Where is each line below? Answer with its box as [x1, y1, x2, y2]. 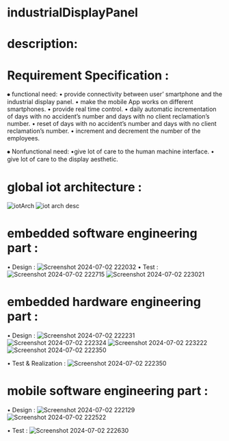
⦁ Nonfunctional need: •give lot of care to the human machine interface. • [7, 147, 215, 155]
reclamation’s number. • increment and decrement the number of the [7, 127, 201, 135]
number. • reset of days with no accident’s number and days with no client [7, 120, 217, 128]
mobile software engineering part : [7, 383, 208, 399]
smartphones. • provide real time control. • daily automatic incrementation [7, 105, 217, 114]
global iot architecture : [7, 179, 142, 194]
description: [7, 36, 79, 52]
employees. [7, 134, 40, 142]
